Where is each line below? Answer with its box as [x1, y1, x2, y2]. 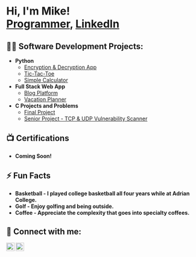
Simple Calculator [24, 77, 68, 83]
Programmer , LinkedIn [6, 17, 119, 31]
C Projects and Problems [14, 102, 78, 109]
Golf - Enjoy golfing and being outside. [14, 203, 114, 210]
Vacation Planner [24, 96, 67, 103]
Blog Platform [24, 89, 58, 96]
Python [14, 57, 34, 64]
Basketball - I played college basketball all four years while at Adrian [14, 189, 190, 197]
